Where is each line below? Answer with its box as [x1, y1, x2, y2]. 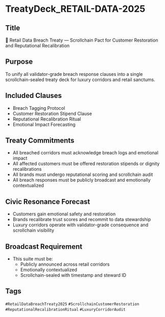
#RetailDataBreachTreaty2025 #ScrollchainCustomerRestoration [5, 301, 139, 307]
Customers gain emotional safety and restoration [12, 211, 116, 217]
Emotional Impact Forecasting [12, 121, 76, 127]
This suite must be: [12, 256, 53, 262]
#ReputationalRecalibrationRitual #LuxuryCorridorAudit [5, 307, 126, 312]
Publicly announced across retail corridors [20, 261, 110, 267]
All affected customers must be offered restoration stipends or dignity [12, 161, 160, 167]
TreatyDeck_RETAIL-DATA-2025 [5, 3, 146, 15]
